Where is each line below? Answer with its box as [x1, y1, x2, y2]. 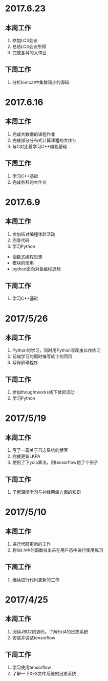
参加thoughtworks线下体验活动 [12, 389, 75, 395]
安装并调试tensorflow [12, 635, 56, 640]
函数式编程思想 [12, 254, 43, 260]
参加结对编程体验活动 [12, 231, 55, 237]
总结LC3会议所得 [12, 44, 46, 49]
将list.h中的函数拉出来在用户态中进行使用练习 [12, 547, 104, 553]
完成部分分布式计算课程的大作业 [12, 137, 77, 143]
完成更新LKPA [12, 453, 41, 460]
